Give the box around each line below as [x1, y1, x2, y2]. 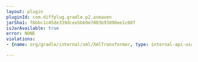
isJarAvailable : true [6, 25, 60, 31]
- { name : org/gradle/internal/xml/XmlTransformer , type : [6, 42, 149, 48]
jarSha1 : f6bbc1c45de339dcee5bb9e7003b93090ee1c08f [6, 19, 136, 25]
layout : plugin [6, 8, 44, 15]
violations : [6, 36, 35, 42]
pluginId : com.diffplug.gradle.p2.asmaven [6, 14, 112, 20]
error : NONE [6, 31, 35, 37]
